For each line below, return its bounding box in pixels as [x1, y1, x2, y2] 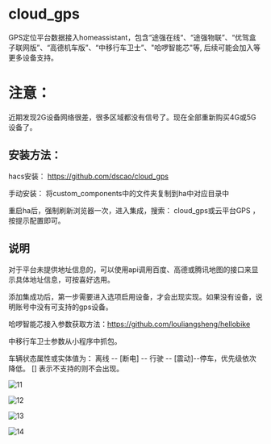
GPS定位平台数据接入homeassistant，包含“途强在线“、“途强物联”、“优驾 [8, 32, 250, 42]
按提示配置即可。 [8, 216, 65, 225]
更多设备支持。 [8, 52, 58, 62]
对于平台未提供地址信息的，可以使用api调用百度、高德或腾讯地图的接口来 [8, 264, 252, 274]
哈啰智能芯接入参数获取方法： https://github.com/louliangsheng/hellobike [8, 319, 251, 329]
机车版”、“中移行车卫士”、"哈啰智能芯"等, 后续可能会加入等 [64, 42, 261, 52]
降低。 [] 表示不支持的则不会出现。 [8, 363, 124, 373]
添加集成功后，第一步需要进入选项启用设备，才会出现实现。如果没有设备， [8, 291, 256, 301]
